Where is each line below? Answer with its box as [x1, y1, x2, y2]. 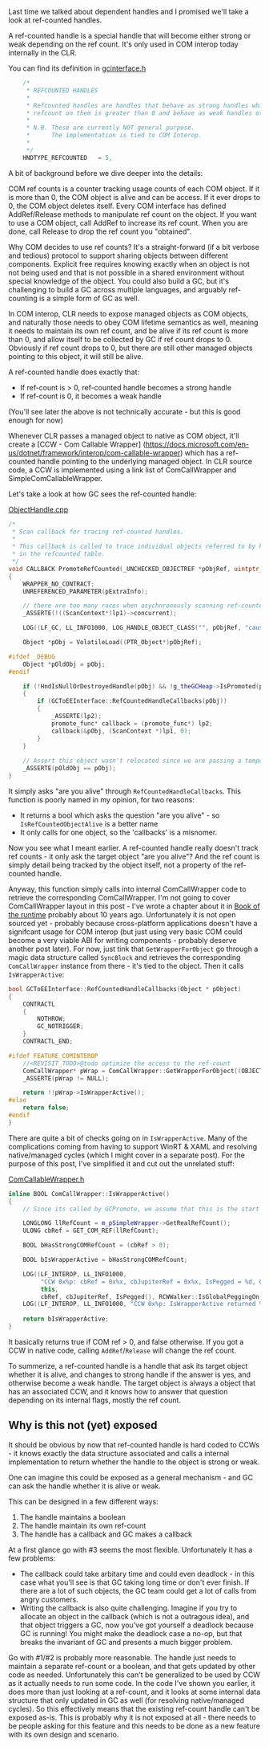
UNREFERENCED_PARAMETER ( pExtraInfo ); [22, 587, 149, 595]
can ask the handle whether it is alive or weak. [8, 1481, 162, 1491]
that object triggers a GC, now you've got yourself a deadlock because [19, 1620, 254, 1630]
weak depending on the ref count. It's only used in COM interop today [8, 39, 239, 49]
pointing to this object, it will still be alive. [8, 351, 144, 361]
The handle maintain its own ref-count [19, 1520, 147, 1530]
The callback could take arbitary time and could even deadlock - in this [19, 1569, 255, 1578]
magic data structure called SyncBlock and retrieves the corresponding [8, 952, 241, 962]
